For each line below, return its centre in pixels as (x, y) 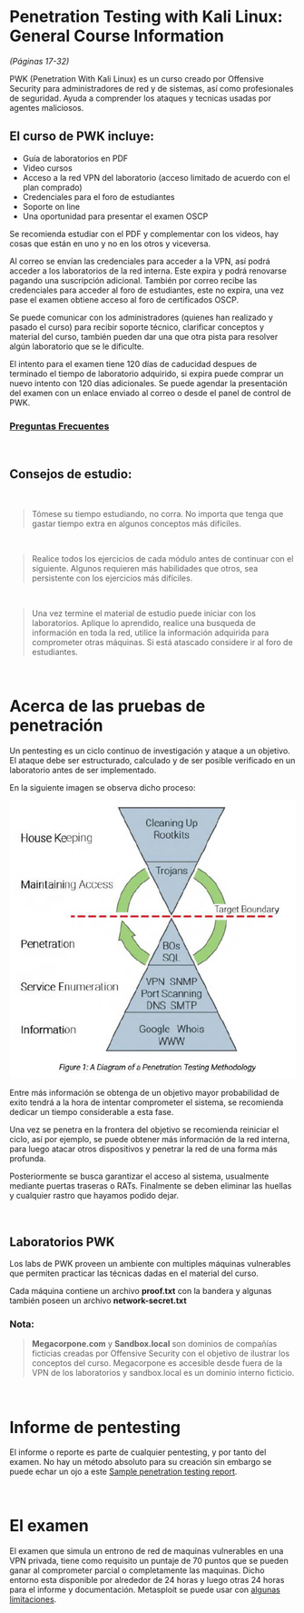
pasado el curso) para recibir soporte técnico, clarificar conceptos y (137, 327)
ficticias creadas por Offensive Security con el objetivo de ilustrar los (161, 1354)
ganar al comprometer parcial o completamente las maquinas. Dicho (137, 1570)
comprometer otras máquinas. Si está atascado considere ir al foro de (162, 642)
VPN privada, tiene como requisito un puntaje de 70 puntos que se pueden (149, 1561)
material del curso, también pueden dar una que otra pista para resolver (144, 336)
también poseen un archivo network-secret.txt (98, 1300)
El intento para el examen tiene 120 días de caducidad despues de (133, 363)
